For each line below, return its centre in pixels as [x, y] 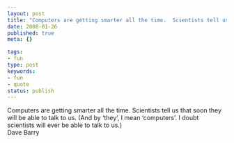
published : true [31, 33]
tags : [15, 52]
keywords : [22, 71]
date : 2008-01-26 [32, 26]
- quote [18, 84]
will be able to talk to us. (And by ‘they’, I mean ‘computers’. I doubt [103, 118]
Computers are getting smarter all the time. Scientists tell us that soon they [114, 110]
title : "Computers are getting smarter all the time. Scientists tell [113, 20]
